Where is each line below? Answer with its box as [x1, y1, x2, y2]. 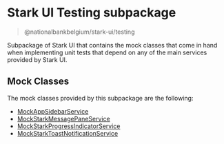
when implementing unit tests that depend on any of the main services [7, 48, 207, 56]
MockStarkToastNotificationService [17, 129, 119, 137]
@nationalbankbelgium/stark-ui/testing [23, 28, 135, 36]
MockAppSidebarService [17, 107, 89, 115]
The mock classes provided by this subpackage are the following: [7, 94, 194, 102]
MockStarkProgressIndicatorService [17, 122, 121, 130]
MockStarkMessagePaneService [17, 114, 110, 123]
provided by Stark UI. [7, 55, 68, 63]
